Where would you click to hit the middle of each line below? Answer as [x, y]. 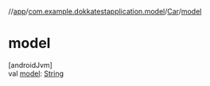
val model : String [36, 73]
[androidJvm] [31, 65]
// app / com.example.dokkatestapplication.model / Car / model [105, 11]
